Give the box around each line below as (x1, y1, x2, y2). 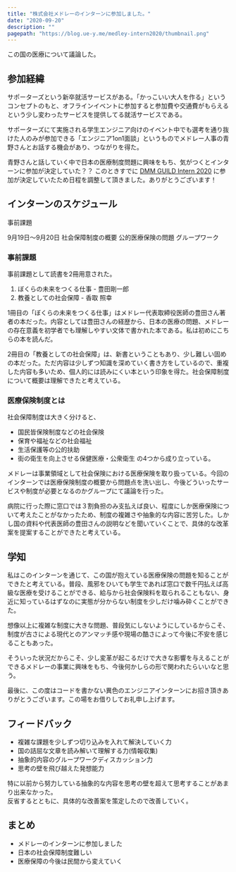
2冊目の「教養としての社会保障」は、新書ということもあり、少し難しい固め (7, 350, 227, 359)
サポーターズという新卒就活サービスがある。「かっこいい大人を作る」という (7, 93, 227, 101)
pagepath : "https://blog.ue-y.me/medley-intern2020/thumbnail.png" (7, 30, 210, 37)
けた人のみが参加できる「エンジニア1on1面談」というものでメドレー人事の (7, 135, 223, 143)
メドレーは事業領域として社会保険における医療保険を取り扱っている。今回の (7, 469, 229, 478)
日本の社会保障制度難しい (17, 848, 92, 857)
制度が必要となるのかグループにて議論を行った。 (25, 487, 168, 495)
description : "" (7, 23, 55, 30)
